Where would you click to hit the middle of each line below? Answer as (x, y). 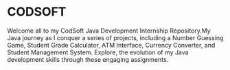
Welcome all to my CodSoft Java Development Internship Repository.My (109, 31)
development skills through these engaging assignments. (88, 59)
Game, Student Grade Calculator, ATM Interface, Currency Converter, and (111, 45)
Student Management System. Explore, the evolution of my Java (98, 52)
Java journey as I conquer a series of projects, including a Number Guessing (115, 37)
